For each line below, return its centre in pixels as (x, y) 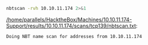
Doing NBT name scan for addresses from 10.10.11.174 (74, 36)
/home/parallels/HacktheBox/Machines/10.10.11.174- (69, 19)
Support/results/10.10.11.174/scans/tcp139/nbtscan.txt (71, 26)
